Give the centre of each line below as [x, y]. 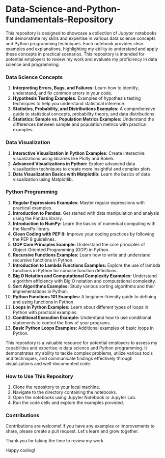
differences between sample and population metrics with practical [80, 124]
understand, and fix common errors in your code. [62, 93]
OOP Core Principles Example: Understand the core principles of [79, 244]
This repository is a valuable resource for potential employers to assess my [82, 343]
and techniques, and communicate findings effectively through [69, 358]
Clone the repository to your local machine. [56, 387]
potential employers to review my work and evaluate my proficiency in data [82, 59]
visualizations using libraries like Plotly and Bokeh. [64, 158]
